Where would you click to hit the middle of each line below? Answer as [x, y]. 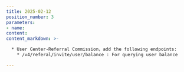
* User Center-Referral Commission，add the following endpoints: [94, 49]
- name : [16, 28]
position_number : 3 [30, 17]
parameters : [21, 22]
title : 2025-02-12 [29, 11]
